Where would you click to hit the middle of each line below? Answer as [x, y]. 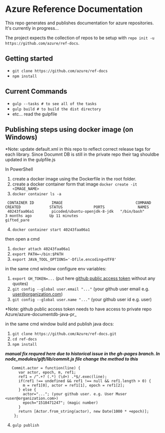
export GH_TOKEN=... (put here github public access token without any [84, 278]
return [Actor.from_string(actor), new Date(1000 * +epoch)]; [83, 412]
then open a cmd [22, 239]
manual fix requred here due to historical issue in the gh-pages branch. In [82, 354]
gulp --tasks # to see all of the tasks [54, 104]
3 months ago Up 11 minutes [42, 216]
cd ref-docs [24, 339]
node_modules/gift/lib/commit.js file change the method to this [72, 359]
